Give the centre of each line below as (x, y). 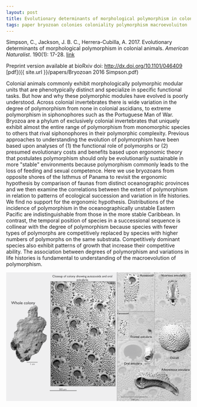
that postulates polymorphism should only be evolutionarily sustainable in (95, 158)
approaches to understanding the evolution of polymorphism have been (93, 140)
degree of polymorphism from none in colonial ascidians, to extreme (89, 108)
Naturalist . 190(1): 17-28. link (40, 55)
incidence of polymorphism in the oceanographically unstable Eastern (91, 208)
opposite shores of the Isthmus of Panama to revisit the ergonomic (86, 177)
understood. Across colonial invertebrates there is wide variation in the (91, 102)
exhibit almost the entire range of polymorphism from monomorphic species (98, 127)
